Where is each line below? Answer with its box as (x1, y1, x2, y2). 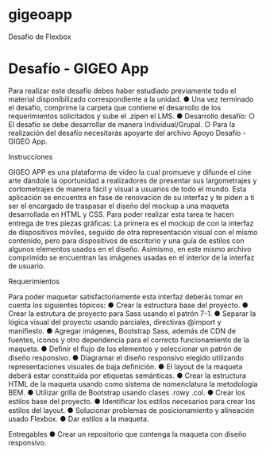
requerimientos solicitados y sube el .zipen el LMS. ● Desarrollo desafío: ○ (8, 111, 256, 121)
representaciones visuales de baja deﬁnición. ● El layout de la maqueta (8, 361, 243, 371)
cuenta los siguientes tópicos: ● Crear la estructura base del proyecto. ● (8, 300, 249, 310)
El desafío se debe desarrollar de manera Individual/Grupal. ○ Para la (8, 119, 236, 129)
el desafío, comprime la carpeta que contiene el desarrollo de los (8, 102, 222, 112)
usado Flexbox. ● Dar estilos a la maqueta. (8, 414, 149, 423)
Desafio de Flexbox (8, 32, 71, 41)
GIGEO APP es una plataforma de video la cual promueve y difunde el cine (8, 167, 252, 176)
